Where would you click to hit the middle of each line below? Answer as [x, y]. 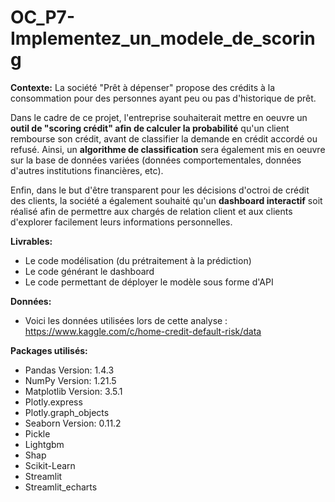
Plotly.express [53, 402]
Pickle [37, 433]
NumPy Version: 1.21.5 [70, 380]
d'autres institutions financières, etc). [87, 170]
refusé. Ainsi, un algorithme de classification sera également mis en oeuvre [168, 149]
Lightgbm [44, 444]
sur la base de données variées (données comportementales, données [156, 160]
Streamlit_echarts [61, 487]
